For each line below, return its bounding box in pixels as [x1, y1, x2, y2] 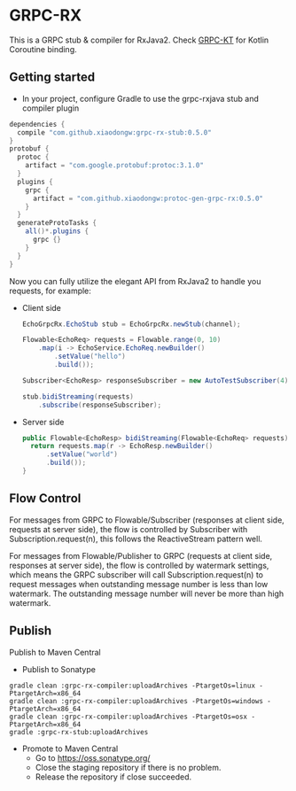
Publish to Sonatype [21, 663, 96, 674]
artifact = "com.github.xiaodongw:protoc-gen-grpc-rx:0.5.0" [32, 194, 264, 203]
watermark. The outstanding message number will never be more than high [9, 588, 284, 599]
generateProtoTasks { [17, 219, 97, 228]
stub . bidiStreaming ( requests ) [21, 392, 135, 401]
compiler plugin [21, 103, 80, 113]
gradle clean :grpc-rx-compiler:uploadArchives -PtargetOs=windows [9, 696, 264, 705]
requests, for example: [9, 285, 91, 296]
